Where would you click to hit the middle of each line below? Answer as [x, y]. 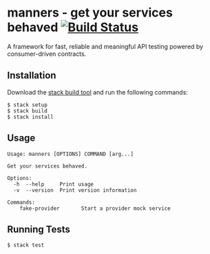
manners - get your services [90, 13]
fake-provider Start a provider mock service [95, 208]
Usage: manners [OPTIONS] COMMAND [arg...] [71, 154]
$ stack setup [28, 105]
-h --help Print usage [54, 184]
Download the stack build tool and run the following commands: [97, 92]
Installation [32, 76]
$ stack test [26, 245]
